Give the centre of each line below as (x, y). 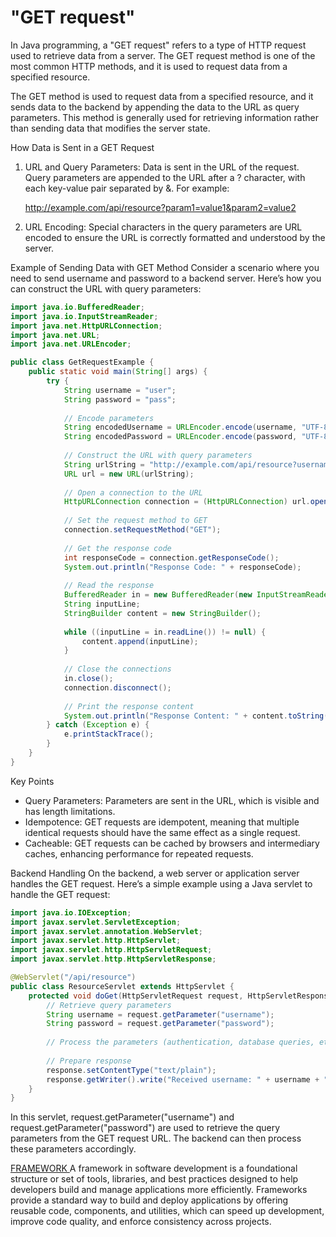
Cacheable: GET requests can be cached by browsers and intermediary (172, 843)
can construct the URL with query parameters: (106, 288)
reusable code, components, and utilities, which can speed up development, (167, 1211)
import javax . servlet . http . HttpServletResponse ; (113, 959)
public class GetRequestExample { (82, 362)
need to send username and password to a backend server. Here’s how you (166, 278)
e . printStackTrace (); (109, 734)
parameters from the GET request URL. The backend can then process (156, 1138)
